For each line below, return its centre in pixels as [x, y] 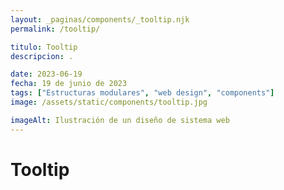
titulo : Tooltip [44, 47]
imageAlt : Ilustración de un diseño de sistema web [120, 120]
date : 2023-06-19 [46, 74]
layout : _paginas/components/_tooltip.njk [100, 19]
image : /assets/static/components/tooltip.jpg [109, 102]
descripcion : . [42, 56]
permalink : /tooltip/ [55, 29]
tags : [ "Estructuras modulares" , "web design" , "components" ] [142, 93]
